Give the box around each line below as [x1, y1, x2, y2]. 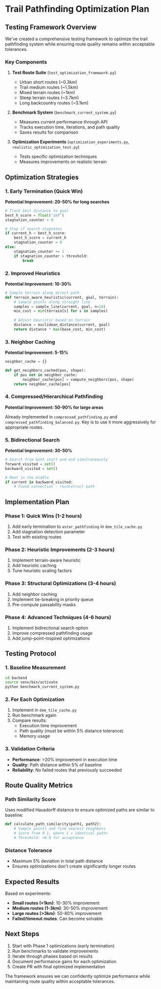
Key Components [5, 58, 47, 65]
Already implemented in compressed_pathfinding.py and [5, 414, 118, 420]
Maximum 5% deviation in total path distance [12, 858, 103, 864]
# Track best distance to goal [5, 208, 69, 213]
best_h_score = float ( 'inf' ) [5, 213, 64, 218]
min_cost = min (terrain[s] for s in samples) [14, 309, 108, 314]
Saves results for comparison [19, 129, 79, 135]
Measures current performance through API [19, 119, 108, 125]
